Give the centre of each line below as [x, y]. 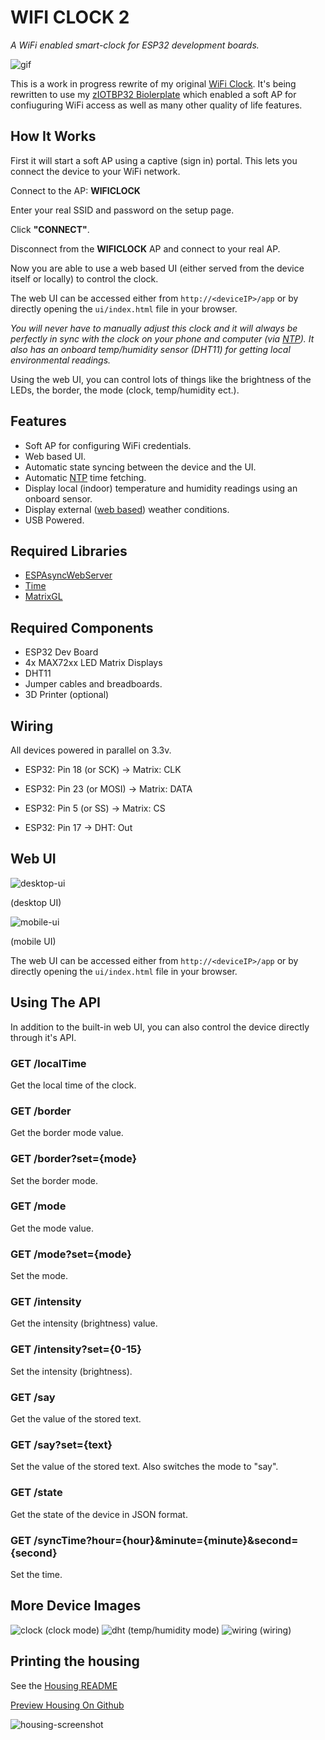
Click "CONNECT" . [50, 229]
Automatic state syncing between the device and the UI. [140, 467]
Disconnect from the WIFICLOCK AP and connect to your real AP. [145, 248]
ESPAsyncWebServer [68, 575]
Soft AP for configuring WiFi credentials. [108, 445]
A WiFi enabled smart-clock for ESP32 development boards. [135, 45]
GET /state [36, 1493]
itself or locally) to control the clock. [84, 278]
